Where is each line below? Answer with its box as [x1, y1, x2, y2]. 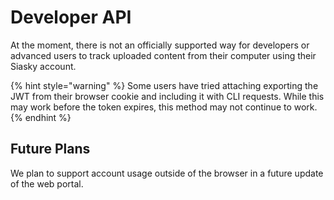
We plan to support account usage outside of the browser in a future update [10, 167, 324, 179]
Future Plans [10, 141, 91, 158]
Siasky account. [10, 60, 77, 72]
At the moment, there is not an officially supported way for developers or [10, 39, 310, 51]
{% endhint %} [10, 111, 72, 123]
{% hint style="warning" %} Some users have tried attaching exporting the [10, 79, 319, 91]
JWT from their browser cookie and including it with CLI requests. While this [10, 90, 325, 102]
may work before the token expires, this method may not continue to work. [10, 101, 318, 113]
